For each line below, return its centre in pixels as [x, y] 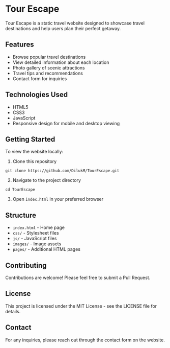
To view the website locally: [34, 152]
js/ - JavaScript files [35, 239]
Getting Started [30, 139]
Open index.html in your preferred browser [58, 199]
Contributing [26, 265]
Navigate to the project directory [47, 180]
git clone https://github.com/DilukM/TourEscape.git [62, 171]
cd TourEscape [20, 190]
